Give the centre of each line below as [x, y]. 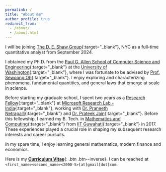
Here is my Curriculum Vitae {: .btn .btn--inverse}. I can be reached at [77, 159]
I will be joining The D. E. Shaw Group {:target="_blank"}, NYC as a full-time [82, 47]
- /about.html [24, 33]
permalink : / [19, 10]
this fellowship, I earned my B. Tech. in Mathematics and [63, 119]
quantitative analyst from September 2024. [49, 52]
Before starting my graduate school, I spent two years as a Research [75, 98]
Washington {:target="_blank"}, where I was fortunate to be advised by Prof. [83, 72]
